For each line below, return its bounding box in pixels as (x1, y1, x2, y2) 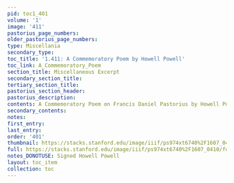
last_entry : (7, 127, 42, 134)
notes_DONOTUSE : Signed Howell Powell (7, 152, 120, 160)
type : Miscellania (7, 42, 61, 49)
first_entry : (7, 120, 45, 127)
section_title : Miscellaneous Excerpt (7, 68, 120, 75)
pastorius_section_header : (7, 88, 86, 95)
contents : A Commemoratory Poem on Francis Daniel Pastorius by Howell (7, 101, 219, 108)
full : (7, 146, 23, 153)
